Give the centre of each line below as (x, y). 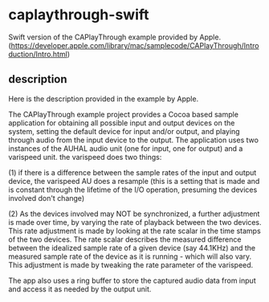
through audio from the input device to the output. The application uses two (134, 140)
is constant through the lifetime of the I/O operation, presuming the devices (133, 190)
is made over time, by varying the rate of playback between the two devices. (135, 222)
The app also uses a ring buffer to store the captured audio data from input (132, 280)
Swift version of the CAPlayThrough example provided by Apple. (115, 37)
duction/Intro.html (38, 54)
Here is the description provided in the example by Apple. (104, 99)
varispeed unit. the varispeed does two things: (85, 157)
